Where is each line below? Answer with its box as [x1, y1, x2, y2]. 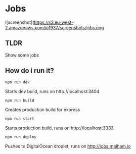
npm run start [5, 116, 35, 121]
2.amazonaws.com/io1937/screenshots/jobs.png [5, 24, 104, 30]
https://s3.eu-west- [34, 19, 74, 25]
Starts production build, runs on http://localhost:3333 [5, 125, 114, 131]
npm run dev [5, 80, 30, 85]
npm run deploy [5, 134, 37, 139]
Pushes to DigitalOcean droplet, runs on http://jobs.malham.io [5, 143, 131, 149]
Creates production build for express [5, 106, 80, 112]
